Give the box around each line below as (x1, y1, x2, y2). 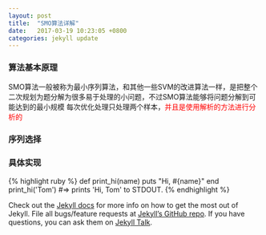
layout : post (8, 11, 52, 20)
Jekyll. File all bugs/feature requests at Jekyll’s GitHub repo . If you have (8, 209, 245, 218)
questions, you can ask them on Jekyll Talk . (8, 217, 153, 227)
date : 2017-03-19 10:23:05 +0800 (8, 26, 127, 34)
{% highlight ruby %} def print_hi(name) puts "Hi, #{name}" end (8, 176, 220, 185)
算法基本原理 (8, 62, 58, 73)
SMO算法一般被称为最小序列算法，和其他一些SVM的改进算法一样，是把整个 (8, 82, 258, 91)
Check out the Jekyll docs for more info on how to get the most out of (8, 200, 239, 209)
